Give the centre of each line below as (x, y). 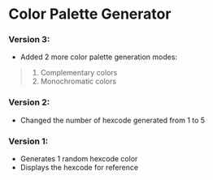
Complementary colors (79, 73)
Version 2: (29, 102)
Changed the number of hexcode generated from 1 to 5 (113, 120)
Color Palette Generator (90, 14)
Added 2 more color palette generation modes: (98, 57)
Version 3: (29, 40)
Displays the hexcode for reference (79, 168)
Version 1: (28, 141)
